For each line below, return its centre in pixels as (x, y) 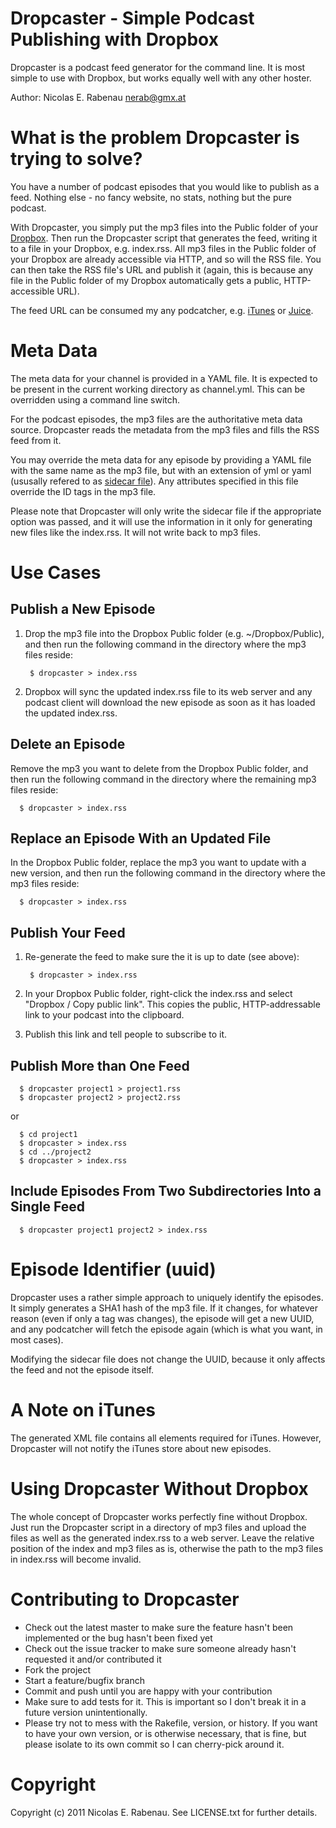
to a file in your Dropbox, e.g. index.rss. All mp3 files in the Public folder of (163, 248)
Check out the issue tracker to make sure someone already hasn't (160, 1648)
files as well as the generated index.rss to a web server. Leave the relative (162, 1538)
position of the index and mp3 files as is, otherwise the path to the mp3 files (167, 1548)
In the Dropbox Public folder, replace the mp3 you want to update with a (158, 863)
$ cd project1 (48, 1135)
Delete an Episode (68, 744)
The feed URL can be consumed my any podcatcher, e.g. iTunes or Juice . (162, 310)
